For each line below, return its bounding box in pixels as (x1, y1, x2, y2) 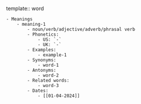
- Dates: (27, 88, 49, 93)
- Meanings (6, 16, 33, 22)
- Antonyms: (27, 67, 57, 73)
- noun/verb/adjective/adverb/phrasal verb (27, 26, 135, 32)
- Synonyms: (27, 57, 57, 63)
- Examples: (27, 47, 57, 53)
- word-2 (37, 72, 59, 78)
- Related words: (27, 78, 69, 84)
